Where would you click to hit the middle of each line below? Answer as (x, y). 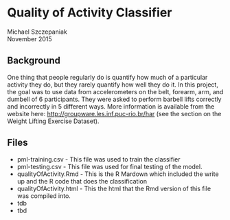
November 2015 (30, 38)
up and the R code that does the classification (82, 181)
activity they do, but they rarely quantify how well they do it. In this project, (113, 85)
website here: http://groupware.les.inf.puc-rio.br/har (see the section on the (114, 113)
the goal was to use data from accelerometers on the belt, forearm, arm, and (115, 91)
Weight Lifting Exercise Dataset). (53, 121)
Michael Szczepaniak (37, 32)
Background (34, 61)
